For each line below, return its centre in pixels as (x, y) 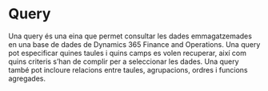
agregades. (27, 78)
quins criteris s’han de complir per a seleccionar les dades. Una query (124, 61)
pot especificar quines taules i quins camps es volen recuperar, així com (127, 53)
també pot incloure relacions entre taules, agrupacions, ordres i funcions (128, 69)
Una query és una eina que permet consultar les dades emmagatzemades (130, 36)
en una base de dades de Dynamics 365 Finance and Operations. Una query (134, 44)
